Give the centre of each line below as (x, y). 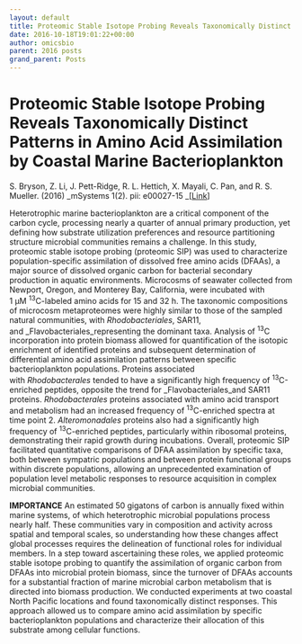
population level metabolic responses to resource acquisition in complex (143, 479)
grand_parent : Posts (48, 59)
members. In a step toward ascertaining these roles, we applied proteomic (147, 553)
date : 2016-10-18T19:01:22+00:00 (72, 34)
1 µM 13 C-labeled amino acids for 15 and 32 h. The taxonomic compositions (149, 300)
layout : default (40, 18)
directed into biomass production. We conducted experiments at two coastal (151, 592)
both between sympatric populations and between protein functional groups (151, 460)
